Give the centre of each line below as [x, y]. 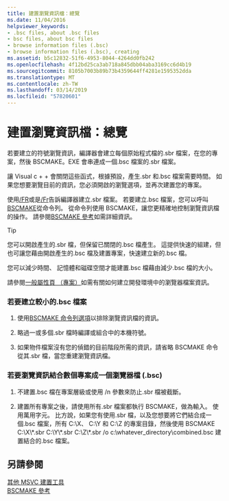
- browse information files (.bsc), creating [73, 52]
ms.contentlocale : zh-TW [43, 84]
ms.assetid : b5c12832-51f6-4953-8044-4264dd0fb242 [81, 58]
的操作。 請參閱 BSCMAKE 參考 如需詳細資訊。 [72, 216]
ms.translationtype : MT [41, 77]
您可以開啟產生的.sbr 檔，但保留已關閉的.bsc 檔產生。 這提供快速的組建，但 [114, 244]
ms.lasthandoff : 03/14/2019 [47, 90]
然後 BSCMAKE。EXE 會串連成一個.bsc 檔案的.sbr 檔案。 [99, 162]
